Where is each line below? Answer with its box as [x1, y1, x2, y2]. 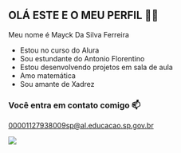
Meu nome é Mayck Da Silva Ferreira [8, 29, 130, 39]
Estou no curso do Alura [19, 45, 100, 55]
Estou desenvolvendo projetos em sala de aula [19, 62, 173, 72]
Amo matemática [19, 70, 76, 80]
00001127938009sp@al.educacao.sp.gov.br [8, 121, 154, 131]
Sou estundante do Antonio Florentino [19, 53, 145, 63]
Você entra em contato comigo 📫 [8, 100, 141, 111]
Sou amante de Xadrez [19, 79, 95, 88]
